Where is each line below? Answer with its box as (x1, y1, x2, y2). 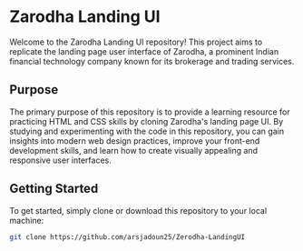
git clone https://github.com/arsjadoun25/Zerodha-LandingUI (9, 232, 246, 242)
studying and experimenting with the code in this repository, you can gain (9, 125, 284, 136)
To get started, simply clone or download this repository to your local (9, 205, 268, 216)
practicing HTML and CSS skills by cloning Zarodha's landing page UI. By (9, 115, 284, 126)
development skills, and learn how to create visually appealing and (9, 145, 259, 156)
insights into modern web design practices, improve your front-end (9, 135, 260, 146)
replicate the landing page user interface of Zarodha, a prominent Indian (9, 45, 279, 56)
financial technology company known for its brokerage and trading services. (9, 55, 295, 66)
